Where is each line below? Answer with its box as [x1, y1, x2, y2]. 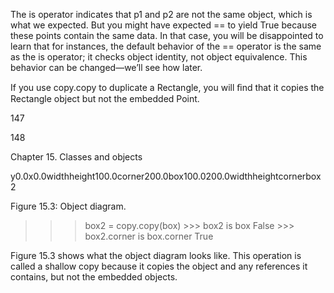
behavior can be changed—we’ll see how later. [10, 62, 203, 73]
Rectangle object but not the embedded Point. [10, 93, 200, 104]
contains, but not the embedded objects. [10, 271, 178, 283]
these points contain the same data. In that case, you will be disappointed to [10, 30, 324, 41]
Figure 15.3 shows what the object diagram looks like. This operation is [10, 250, 302, 261]
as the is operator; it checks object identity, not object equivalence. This [10, 51, 308, 63]
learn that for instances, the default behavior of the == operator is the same [10, 40, 322, 52]
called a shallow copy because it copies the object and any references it [10, 260, 308, 272]
